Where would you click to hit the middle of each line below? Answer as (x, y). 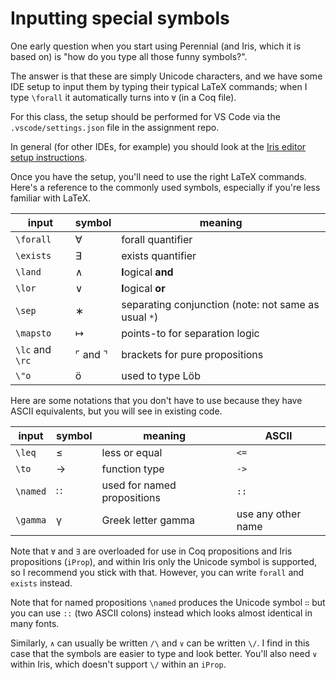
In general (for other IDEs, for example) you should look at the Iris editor (158, 146)
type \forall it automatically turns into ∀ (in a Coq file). (123, 97)
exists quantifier (159, 255)
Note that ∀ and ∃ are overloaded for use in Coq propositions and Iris (151, 551)
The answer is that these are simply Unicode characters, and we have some (166, 76)
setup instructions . (49, 157)
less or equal (132, 452)
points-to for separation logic (190, 333)
